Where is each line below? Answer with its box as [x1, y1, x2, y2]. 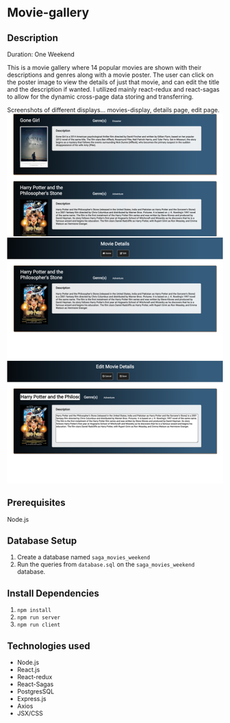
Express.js [16, 695, 47, 703]
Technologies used [7, 640, 90, 652]
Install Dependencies [7, 587, 99, 599]
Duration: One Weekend [7, 50, 75, 58]
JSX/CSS [16, 709, 43, 718]
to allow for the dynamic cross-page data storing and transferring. [7, 92, 194, 101]
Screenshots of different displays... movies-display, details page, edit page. [7, 106, 220, 114]
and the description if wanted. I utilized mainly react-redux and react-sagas [7, 86, 220, 93]
